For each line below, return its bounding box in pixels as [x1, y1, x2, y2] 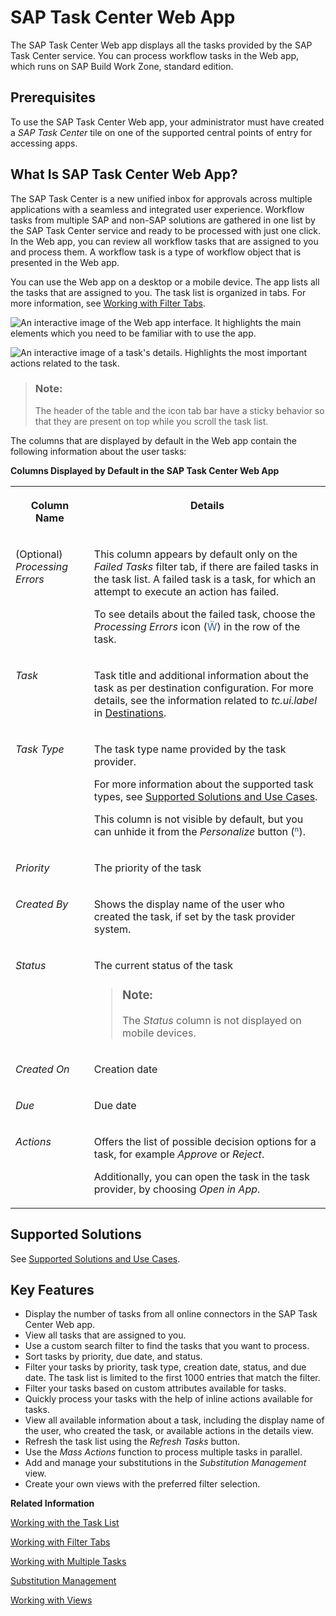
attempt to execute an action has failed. [93, 584, 280, 598]
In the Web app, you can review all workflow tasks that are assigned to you [10, 235, 319, 247]
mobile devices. [122, 1026, 197, 1040]
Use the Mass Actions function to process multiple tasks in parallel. [24, 1446, 303, 1458]
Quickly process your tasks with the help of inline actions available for [24, 1393, 313, 1405]
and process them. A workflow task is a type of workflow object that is [10, 246, 302, 258]
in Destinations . [93, 706, 167, 720]
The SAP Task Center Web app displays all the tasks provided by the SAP [10, 39, 313, 51]
